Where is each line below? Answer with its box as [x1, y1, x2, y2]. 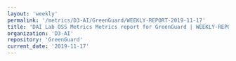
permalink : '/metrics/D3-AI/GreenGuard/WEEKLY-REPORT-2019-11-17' [7, 17, 206, 24]
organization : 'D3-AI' [7, 29, 74, 37]
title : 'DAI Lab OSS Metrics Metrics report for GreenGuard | [7, 23, 193, 30]
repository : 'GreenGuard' [7, 36, 83, 43]
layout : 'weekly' [7, 10, 58, 18]
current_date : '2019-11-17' [7, 43, 90, 50]
